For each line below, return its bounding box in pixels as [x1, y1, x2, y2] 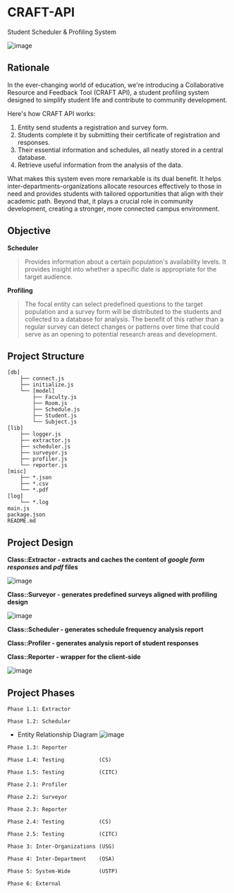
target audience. [24, 272, 73, 281]
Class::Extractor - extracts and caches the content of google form [7, 556, 204, 564]
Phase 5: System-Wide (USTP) [7, 868, 118, 875]
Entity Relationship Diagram [17, 730, 98, 739]
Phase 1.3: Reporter [7, 744, 68, 751]
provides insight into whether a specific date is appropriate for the [24, 264, 217, 273]
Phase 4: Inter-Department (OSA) [7, 856, 115, 863]
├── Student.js [32, 412, 78, 419]
